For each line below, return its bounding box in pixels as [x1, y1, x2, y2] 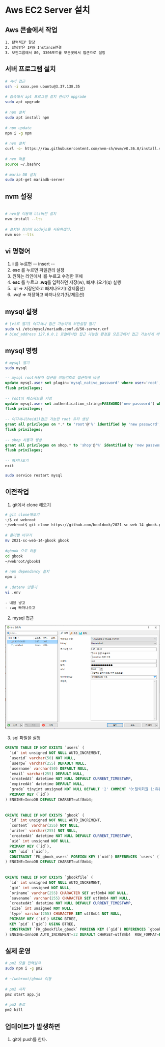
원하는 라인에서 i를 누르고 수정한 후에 [12, 273, 83, 279]
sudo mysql [5, 366, 27, 371]
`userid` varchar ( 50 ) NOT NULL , [9, 755, 76, 760]
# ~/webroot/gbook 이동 [5, 977, 52, 982]
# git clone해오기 [5, 512, 40, 517]
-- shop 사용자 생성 [5, 437, 42, 443]
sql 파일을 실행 [12, 735, 41, 741]
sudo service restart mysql [5, 473, 63, 478]
